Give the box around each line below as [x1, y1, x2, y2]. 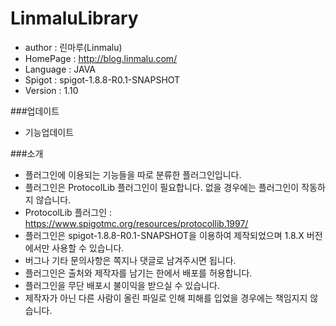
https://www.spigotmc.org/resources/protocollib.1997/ [24, 217, 249, 229]
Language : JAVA [24, 63, 97, 75]
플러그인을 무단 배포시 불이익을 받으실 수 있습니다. [24, 279, 220, 291]
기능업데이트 [24, 126, 75, 138]
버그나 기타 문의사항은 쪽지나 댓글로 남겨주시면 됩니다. [24, 254, 237, 266]
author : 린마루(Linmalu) [24, 41, 123, 53]
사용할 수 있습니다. [51, 242, 125, 254]
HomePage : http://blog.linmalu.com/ [24, 52, 178, 64]
